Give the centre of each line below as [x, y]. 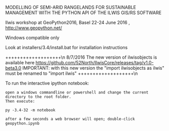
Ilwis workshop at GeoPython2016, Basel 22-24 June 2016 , [68, 23]
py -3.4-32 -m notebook [30, 110]
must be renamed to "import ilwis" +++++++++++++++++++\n [72, 73]
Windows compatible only [32, 38]
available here [20, 62]
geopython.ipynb [22, 123]
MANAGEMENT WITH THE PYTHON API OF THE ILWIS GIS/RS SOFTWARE [83, 13]
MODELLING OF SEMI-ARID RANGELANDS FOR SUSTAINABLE [71, 7]
